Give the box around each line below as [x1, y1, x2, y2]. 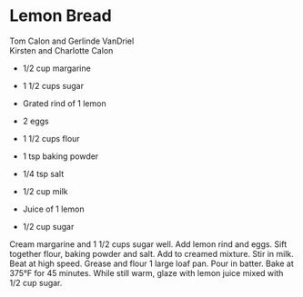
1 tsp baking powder [22, 151, 99, 162]
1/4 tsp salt [22, 168, 65, 179]
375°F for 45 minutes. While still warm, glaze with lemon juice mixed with [9, 267, 284, 278]
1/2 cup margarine [22, 63, 91, 74]
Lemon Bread [9, 5, 112, 26]
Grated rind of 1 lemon [22, 97, 106, 109]
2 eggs [22, 115, 49, 126]
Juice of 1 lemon [22, 203, 85, 214]
